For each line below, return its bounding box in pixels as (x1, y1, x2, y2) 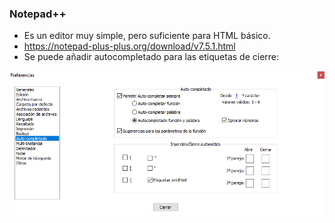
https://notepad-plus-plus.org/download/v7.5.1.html (23, 40, 236, 52)
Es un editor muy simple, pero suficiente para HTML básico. (23, 30, 271, 42)
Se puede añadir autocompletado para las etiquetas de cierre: (23, 51, 280, 63)
